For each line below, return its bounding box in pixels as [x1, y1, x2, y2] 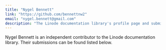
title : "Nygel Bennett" [5, 7, 54, 12]
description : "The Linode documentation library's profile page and [5, 21, 149, 26]
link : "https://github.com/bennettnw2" [5, 12, 87, 17]
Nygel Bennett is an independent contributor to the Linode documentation [5, 34, 156, 40]
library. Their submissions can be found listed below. [5, 40, 113, 46]
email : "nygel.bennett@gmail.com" [5, 16, 77, 21]
